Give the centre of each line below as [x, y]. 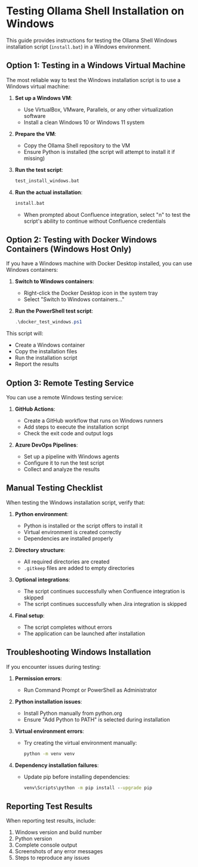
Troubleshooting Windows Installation [79, 652]
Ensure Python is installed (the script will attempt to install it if [99, 151]
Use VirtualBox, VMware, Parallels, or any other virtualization [98, 110]
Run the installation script [46, 358]
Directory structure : [40, 550]
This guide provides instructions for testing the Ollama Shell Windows [92, 40]
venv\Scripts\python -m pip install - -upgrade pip [88, 788]
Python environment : [41, 514]
